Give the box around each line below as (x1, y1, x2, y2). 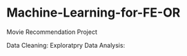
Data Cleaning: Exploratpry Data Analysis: (6, 41, 126, 49)
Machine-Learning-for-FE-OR (6, 5, 181, 21)
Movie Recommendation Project (6, 28, 97, 36)
